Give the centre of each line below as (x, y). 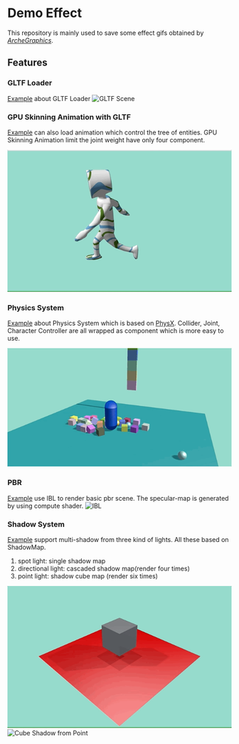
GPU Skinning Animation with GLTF (69, 117)
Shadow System (36, 524)
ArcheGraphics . (30, 40)
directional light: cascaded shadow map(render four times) (104, 568)
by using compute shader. (46, 506)
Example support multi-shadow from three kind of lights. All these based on (118, 539)
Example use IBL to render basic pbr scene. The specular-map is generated (118, 498)
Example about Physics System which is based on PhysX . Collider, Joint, (114, 323)
